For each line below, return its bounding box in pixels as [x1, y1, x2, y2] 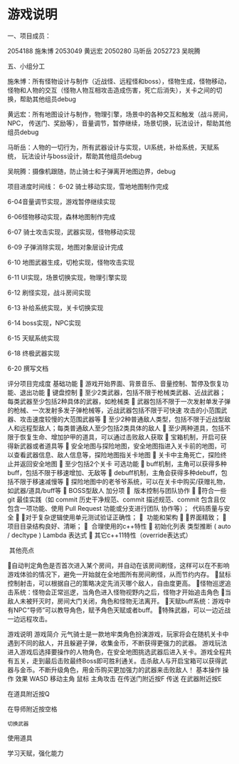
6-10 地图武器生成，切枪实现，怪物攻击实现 [7, 258, 135, 266]
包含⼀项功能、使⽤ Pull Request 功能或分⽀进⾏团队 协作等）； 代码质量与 [7, 504, 224, 512]
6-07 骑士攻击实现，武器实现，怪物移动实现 [7, 228, 136, 236]
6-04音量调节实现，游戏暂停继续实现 [7, 197, 116, 205]
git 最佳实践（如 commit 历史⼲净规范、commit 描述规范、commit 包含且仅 [7, 495, 226, 504]
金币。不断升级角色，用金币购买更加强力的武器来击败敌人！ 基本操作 [19, 665, 221, 674]
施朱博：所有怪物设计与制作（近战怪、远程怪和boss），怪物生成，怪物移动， [7, 76, 230, 86]
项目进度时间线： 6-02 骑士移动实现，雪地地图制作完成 [7, 182, 169, 190]
